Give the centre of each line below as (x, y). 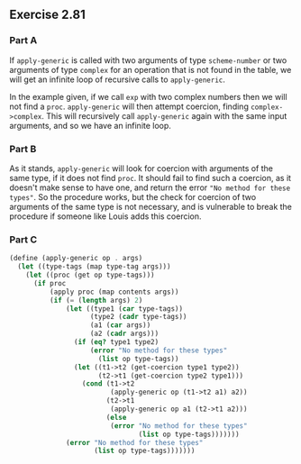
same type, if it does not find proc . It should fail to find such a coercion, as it (150, 177)
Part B (23, 149)
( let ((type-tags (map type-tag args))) (94, 267)
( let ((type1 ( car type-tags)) (124, 309)
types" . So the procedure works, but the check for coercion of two (133, 196)
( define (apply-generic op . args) (76, 259)
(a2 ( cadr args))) (124, 334)
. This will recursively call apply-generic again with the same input (164, 115)
